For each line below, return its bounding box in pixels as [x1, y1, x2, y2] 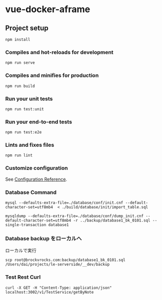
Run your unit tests [5, 95, 53, 102]
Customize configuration [5, 164, 68, 172]
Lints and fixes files [5, 142, 55, 149]
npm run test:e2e [5, 130, 42, 135]
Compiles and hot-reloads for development [5, 49, 114, 56]
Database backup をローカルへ [5, 235, 82, 242]
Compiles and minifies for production [5, 72, 99, 79]
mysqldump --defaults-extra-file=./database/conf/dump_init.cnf [5, 213, 144, 219]
